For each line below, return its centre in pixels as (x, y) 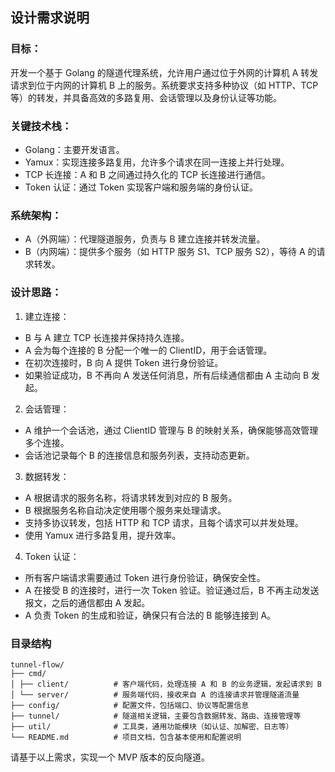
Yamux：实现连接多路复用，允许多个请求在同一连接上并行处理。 (157, 162)
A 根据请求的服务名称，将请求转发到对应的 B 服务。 (131, 497)
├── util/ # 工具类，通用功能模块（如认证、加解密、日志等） (152, 726)
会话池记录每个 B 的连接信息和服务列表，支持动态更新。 (139, 455)
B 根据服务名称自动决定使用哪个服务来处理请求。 (125, 510)
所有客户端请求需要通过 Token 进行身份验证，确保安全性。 (145, 577)
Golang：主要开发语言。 (74, 149)
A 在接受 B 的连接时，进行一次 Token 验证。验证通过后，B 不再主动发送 (172, 590)
